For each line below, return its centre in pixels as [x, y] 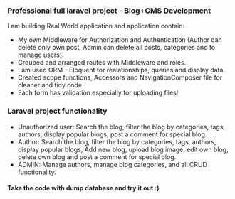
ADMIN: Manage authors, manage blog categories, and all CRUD [113, 164]
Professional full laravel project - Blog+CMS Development [109, 11]
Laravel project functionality [57, 111]
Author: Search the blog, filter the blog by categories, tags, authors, [117, 141]
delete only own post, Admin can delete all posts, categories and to [116, 48]
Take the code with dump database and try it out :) [83, 188]
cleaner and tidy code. [51, 85]
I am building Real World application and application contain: [96, 26]
